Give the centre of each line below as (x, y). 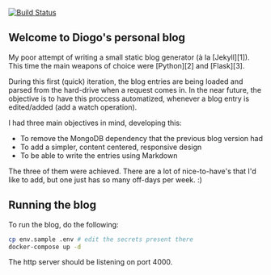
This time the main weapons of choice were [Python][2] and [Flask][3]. (127, 65)
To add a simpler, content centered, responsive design (111, 147)
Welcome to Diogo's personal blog (97, 37)
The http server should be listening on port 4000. (91, 262)
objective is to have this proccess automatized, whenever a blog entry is (129, 98)
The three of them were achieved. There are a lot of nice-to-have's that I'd (132, 171)
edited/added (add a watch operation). (73, 107)
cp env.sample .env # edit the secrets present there (101, 239)
